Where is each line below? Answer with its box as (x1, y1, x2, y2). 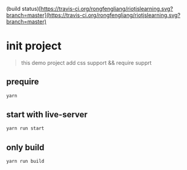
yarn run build (6, 159, 45, 165)
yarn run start (6, 125, 45, 132)
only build (6, 142, 45, 152)
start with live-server (6, 110, 88, 120)
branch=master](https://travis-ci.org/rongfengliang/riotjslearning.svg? (6, 11, 181, 19)
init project (6, 39, 62, 53)
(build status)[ (6, 5, 41, 12)
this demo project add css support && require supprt (21, 59, 152, 66)
